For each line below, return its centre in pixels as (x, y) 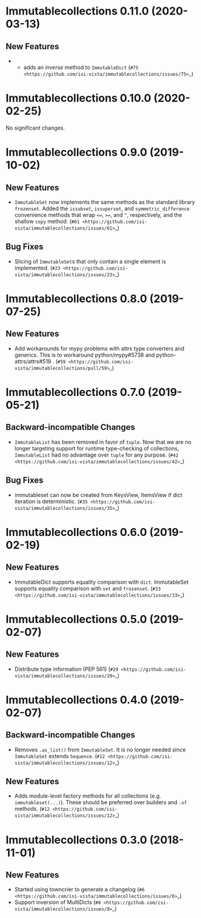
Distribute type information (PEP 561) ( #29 (66, 669)
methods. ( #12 (32, 809)
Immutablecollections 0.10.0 (79, 98)
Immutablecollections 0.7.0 (76, 392)
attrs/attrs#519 (33, 361)
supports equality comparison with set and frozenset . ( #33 (87, 588)
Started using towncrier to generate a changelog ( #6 (79, 890)
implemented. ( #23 (38, 268)
